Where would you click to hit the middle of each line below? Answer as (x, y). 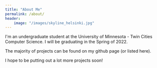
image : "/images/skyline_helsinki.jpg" (54, 23)
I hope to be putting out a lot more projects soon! (54, 60)
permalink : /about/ (25, 14)
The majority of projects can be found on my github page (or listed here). (78, 51)
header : (13, 18)
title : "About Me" (24, 9)
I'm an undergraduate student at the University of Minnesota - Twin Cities (79, 37)
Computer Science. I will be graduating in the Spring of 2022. (66, 42)
